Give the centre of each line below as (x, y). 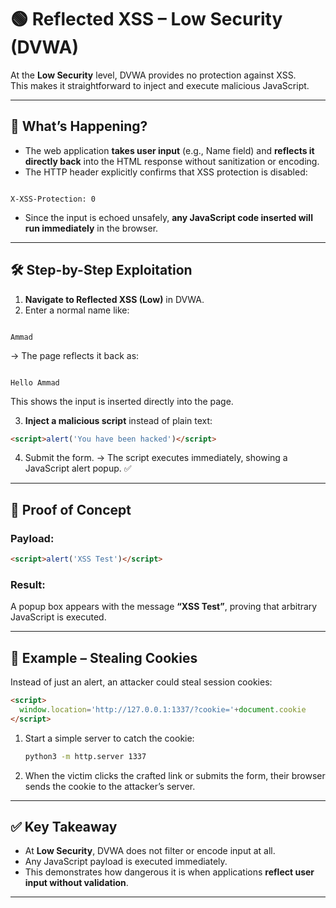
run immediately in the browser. (91, 228)
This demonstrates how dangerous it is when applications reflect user (169, 872)
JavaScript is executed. (58, 617)
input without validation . (76, 883)
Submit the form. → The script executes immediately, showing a (156, 458)
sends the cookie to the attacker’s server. (110, 786)
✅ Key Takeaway (64, 827)
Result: (28, 584)
